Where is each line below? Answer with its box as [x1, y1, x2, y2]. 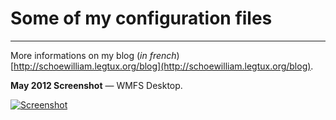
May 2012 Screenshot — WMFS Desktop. [10, 79, 183, 91]
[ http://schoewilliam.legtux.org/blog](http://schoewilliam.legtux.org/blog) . [10, 60, 314, 72]
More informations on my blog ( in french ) [10, 49, 180, 61]
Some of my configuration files [10, 7, 273, 30]
